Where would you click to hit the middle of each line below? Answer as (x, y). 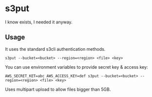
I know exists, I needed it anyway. (39, 22)
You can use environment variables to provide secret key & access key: (76, 67)
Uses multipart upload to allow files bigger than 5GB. (58, 89)
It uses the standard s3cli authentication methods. (55, 49)
